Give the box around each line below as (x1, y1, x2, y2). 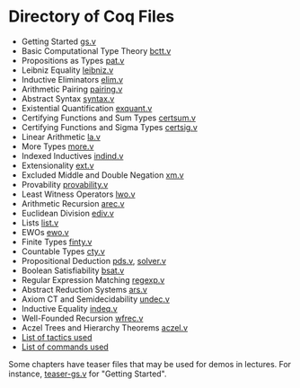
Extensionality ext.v (21, 160, 95, 171)
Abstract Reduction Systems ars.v (21, 284, 147, 295)
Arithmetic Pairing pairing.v (21, 84, 123, 94)
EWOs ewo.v (21, 226, 69, 237)
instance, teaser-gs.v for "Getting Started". (8, 368, 167, 379)
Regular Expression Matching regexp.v (21, 274, 165, 285)
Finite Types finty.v (21, 236, 93, 247)
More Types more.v (21, 141, 94, 152)
